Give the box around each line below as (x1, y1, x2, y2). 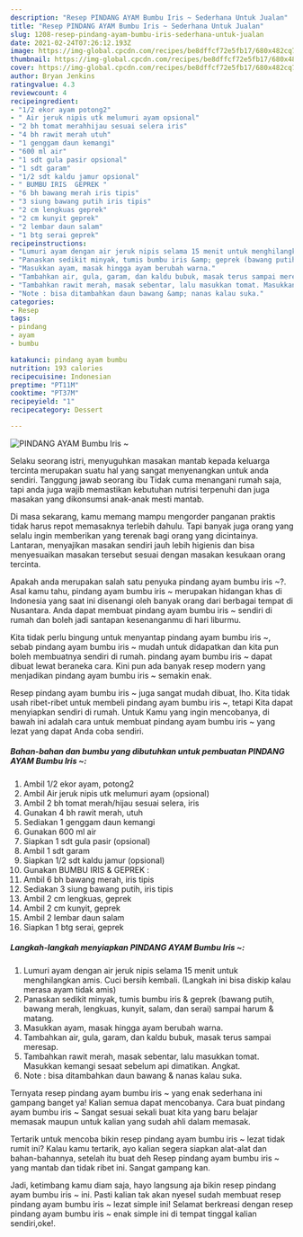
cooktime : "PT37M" (10, 388, 79, 398)
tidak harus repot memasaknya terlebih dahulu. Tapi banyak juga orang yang (10, 521, 294, 531)
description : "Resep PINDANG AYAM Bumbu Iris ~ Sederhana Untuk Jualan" (10, 13, 289, 22)
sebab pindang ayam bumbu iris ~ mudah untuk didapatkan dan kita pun (10, 641, 280, 652)
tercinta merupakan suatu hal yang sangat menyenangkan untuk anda (10, 465, 269, 476)
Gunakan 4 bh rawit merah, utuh (22, 806, 143, 818)
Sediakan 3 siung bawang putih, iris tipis (22, 883, 174, 894)
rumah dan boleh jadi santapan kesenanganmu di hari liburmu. (10, 614, 242, 625)
